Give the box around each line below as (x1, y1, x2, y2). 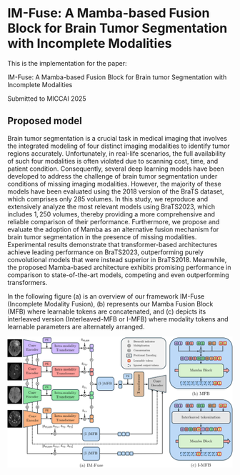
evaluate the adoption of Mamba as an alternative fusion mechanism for (7, 225, 219, 234)
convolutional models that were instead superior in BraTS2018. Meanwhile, (7, 255, 227, 264)
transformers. (7, 278, 48, 286)
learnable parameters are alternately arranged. (7, 322, 145, 331)
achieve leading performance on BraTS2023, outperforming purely (7, 248, 204, 256)
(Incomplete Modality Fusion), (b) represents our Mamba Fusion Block (7, 299, 214, 308)
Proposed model (7, 115, 82, 127)
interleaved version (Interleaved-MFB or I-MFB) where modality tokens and (7, 314, 229, 323)
